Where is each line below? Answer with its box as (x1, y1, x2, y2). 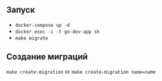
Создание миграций (6, 52, 88, 62)
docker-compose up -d (15, 22, 70, 28)
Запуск (6, 5, 35, 15)
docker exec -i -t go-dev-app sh (15, 29, 100, 35)
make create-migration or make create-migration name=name (6, 68, 156, 75)
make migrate (15, 35, 49, 41)
